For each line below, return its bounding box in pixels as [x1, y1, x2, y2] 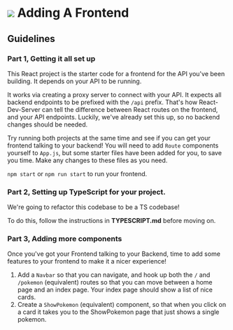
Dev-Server [7, 105, 41, 113]
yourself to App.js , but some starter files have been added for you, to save [7, 148, 223, 157]
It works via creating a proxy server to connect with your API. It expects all [7, 90, 222, 99]
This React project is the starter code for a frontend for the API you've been [7, 69, 225, 78]
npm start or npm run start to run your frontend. [7, 169, 148, 178]
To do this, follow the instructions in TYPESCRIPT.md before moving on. [7, 217, 216, 225]
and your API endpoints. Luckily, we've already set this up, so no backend [7, 113, 220, 121]
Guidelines [7, 33, 55, 45]
